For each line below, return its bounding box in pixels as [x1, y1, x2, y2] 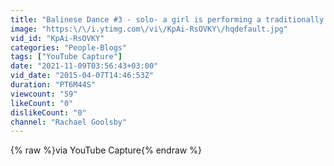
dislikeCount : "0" [10, 107, 87, 118]
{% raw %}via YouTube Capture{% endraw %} [10, 144, 202, 156]
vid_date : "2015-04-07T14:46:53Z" [10, 71, 155, 81]
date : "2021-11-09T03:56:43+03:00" [10, 61, 159, 71]
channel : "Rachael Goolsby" [10, 117, 128, 127]
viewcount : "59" [10, 89, 78, 99]
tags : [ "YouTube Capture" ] [10, 52, 123, 62]
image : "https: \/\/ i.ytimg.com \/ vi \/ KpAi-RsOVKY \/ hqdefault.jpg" [10, 24, 288, 34]
